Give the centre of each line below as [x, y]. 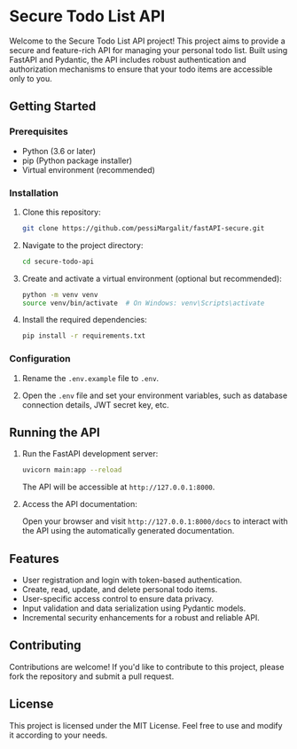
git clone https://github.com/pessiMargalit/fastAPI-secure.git [143, 228]
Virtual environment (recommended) [88, 169]
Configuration [40, 359]
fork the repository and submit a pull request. [92, 676]
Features [34, 559]
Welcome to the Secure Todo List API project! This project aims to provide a [147, 41]
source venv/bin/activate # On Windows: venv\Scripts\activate [143, 303]
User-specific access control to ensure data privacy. [118, 599]
